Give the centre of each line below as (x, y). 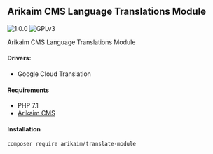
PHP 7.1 (28, 105)
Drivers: (19, 58)
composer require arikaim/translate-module (72, 144)
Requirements (28, 90)
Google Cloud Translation (54, 74)
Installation (24, 129)
